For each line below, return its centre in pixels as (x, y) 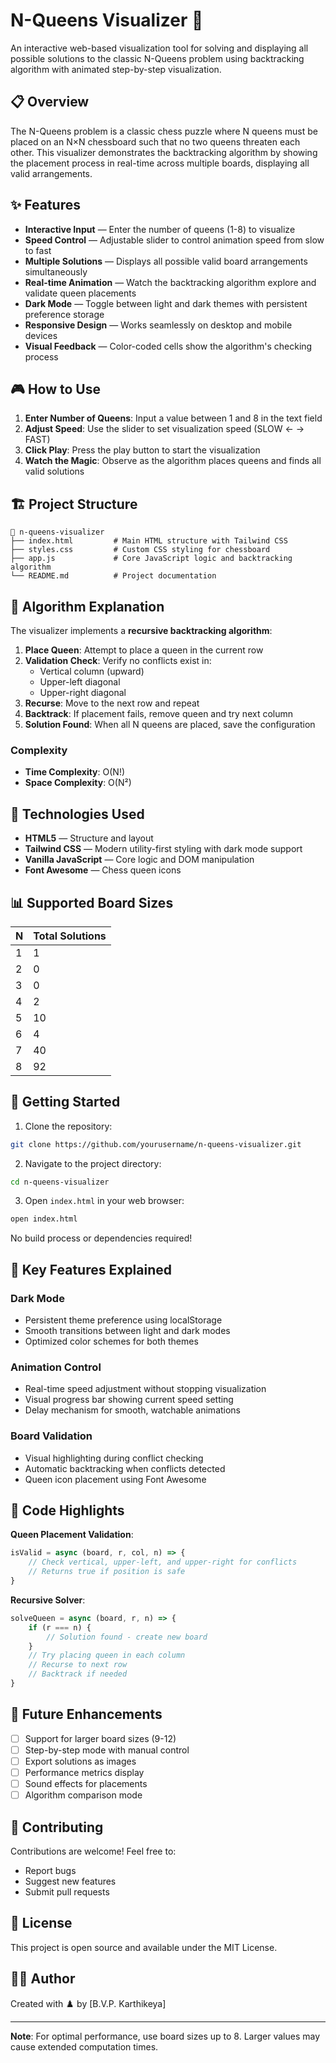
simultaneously (56, 271)
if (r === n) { (60, 1627)
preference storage (64, 314)
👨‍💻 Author (43, 1979)
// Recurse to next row (78, 1665)
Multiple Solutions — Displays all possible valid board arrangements (166, 261)
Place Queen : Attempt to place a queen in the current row (144, 650)
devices (41, 335)
